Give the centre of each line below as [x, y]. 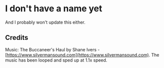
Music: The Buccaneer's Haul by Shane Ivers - [53, 49]
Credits [17, 38]
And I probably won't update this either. [45, 22]
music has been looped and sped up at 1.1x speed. [56, 60]
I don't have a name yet [54, 9]
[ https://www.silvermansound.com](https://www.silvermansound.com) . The [82, 55]
